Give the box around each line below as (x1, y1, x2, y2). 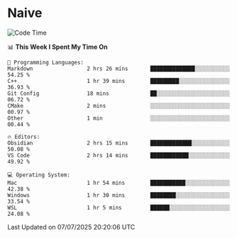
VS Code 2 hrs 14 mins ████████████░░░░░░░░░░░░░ (7, 152, 231, 159)
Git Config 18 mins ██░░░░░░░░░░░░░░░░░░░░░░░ (7, 90, 231, 97)
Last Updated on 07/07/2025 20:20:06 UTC (7, 222, 136, 231)
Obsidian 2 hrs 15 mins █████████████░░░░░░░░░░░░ (7, 140, 231, 147)
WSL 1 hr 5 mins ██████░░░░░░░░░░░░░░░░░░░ (7, 204, 231, 211)
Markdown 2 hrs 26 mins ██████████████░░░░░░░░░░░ (7, 65, 231, 72)
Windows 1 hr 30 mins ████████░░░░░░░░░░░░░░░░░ (7, 191, 231, 199)
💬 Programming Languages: (7, 59, 84, 66)
